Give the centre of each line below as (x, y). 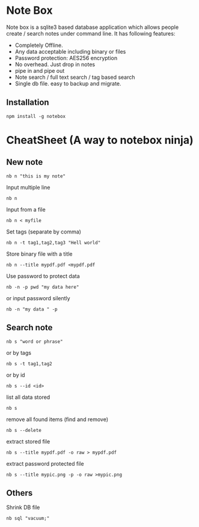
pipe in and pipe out (40, 70)
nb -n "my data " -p (32, 309)
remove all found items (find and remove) (57, 419)
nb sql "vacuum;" (28, 519)
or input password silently (38, 298)
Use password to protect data (43, 276)
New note (25, 162)
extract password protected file (45, 463)
